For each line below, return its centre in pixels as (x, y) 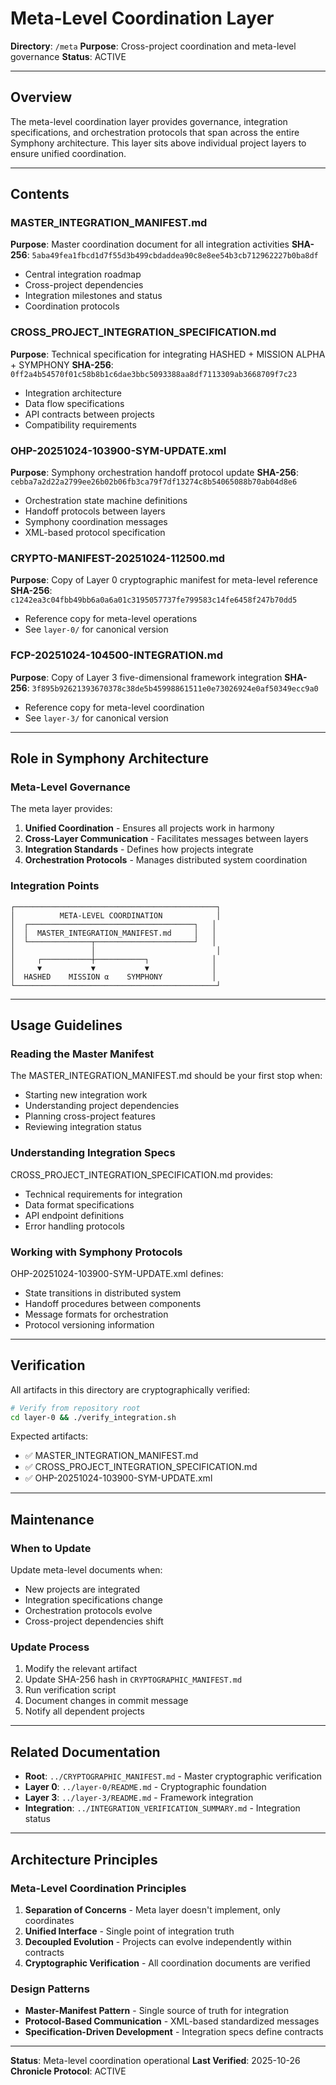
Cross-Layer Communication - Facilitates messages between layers (166, 839)
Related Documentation (85, 1752)
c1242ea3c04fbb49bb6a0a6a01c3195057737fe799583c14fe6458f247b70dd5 (154, 600)
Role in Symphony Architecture (109, 758)
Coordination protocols (72, 306)
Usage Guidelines (66, 1025)
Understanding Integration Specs (93, 1153)
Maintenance (52, 1519)
